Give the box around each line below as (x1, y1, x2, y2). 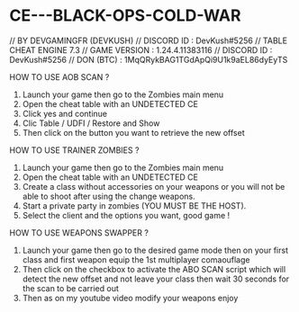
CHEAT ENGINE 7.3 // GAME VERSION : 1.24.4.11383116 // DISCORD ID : (9, 44, 273, 55)
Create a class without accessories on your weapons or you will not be (22, 181, 285, 192)
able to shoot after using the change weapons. (22, 191, 195, 201)
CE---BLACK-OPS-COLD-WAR (9, 5, 241, 26)
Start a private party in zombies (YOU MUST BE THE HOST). (22, 200, 247, 211)
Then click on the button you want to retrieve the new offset (22, 127, 245, 138)
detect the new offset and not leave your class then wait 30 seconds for (22, 273, 290, 284)
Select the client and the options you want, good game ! (22, 209, 231, 220)
